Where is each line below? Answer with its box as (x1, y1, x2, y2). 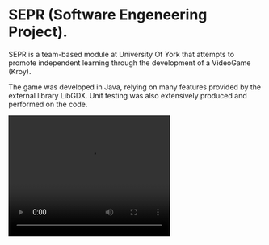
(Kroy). (8, 66, 32, 76)
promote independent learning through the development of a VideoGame (8, 58, 251, 68)
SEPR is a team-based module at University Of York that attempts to (8, 49, 235, 59)
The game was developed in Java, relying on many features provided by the (8, 82, 261, 92)
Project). (8, 23, 68, 41)
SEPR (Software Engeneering (8, 6, 208, 24)
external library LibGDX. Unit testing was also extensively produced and (8, 90, 248, 100)
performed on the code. (8, 99, 88, 109)
